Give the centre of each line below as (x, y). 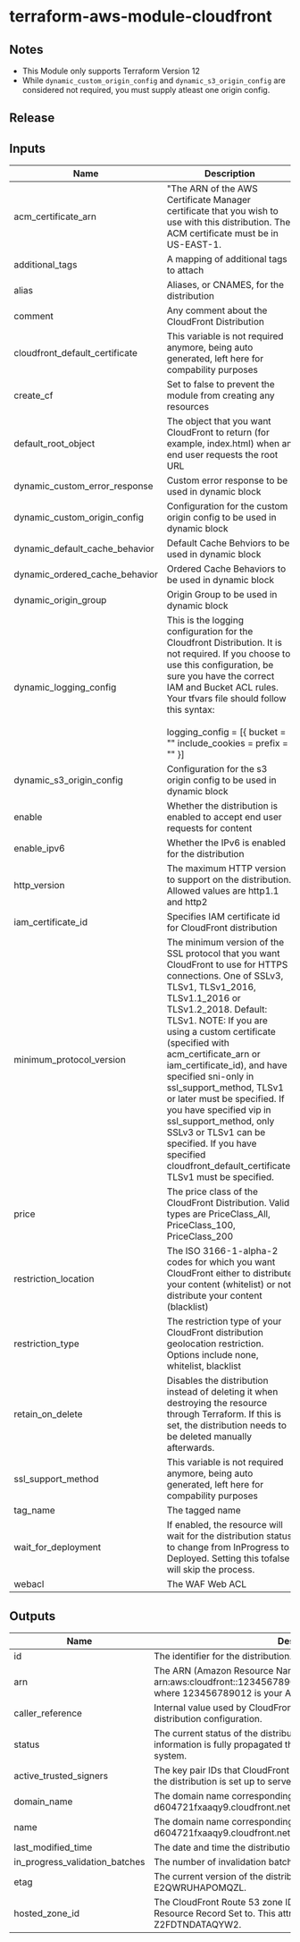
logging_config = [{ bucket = (226, 733)
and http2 (187, 903)
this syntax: (191, 710)
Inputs (28, 148)
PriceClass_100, (201, 1225)
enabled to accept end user (225, 818)
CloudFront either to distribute (229, 1274)
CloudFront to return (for (218, 433)
